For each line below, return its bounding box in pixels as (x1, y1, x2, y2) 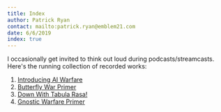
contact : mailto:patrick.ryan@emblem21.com (7, 23, 136, 30)
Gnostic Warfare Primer (17, 97, 86, 106)
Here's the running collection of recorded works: (7, 62, 147, 71)
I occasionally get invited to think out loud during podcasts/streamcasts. (7, 55, 215, 63)
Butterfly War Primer (17, 83, 77, 91)
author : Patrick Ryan (7, 17, 70, 24)
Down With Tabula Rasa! (17, 91, 88, 99)
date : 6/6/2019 (7, 29, 52, 37)
